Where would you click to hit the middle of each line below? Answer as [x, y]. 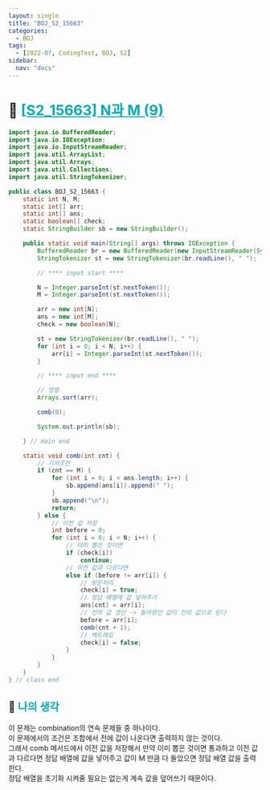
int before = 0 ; [78, 530]
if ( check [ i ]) [89, 553]
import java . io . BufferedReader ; [62, 132]
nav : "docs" [36, 68]
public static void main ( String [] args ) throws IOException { [129, 244]
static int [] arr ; [53, 207]
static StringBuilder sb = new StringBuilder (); [106, 229]
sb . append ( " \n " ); [80, 500]
